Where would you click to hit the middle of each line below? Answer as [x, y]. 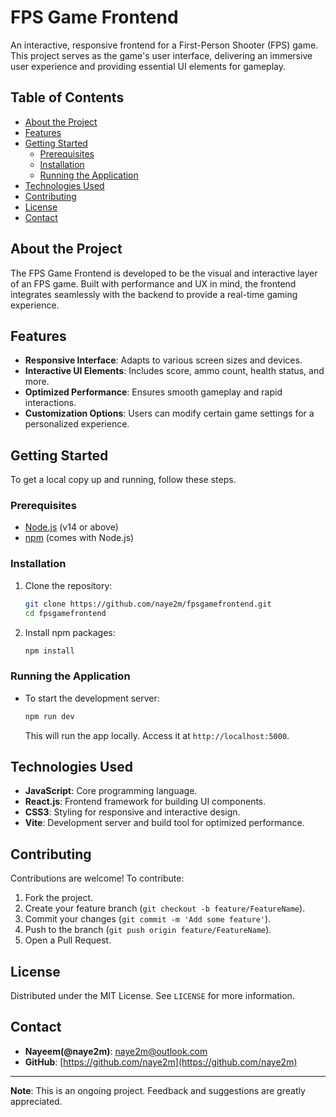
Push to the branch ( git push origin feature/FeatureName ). [148, 930]
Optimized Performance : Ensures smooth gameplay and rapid [153, 392]
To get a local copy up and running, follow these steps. [123, 480]
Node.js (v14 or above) [71, 527]
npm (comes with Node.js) [79, 538]
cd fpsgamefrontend [65, 613]
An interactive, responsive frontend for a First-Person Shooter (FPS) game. [164, 45]
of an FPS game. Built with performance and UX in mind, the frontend [153, 283]
